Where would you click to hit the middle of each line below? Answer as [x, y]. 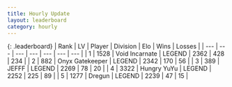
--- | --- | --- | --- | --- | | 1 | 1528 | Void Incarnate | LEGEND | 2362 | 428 [120, 54]
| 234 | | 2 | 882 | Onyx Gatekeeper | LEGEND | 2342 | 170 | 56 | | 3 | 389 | [114, 61]
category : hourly [32, 26]
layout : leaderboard [37, 20]
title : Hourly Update [39, 14]
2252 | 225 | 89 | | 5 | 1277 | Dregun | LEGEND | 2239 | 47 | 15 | [98, 76]
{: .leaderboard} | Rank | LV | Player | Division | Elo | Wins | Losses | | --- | [113, 47]
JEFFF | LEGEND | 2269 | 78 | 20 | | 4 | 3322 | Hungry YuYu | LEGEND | [109, 69]
